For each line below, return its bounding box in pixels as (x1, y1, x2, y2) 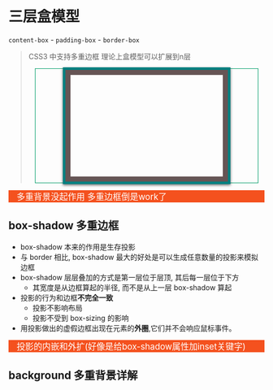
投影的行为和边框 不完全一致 (19, 292, 114, 302)
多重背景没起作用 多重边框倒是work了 (16, 191, 167, 202)
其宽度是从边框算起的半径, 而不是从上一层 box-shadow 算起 (32, 282, 232, 292)
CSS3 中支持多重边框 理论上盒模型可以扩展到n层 (28, 51, 191, 61)
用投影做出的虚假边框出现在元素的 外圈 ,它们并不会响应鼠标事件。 (19, 323, 236, 333)
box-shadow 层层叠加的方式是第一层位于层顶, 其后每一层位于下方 (19, 272, 240, 282)
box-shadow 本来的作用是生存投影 (19, 241, 136, 252)
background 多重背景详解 (8, 369, 138, 383)
